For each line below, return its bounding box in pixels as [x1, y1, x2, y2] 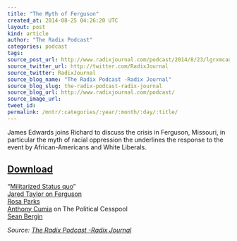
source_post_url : [7, 56, 59, 63]
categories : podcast [7, 43, 68, 50]
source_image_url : [7, 96, 61, 103]
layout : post [7, 23, 46, 30]
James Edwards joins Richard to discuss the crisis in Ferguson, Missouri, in [7, 128, 226, 136]
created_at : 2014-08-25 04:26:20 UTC [7, 17, 119, 24]
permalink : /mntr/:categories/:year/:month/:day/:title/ [7, 109, 178, 116]
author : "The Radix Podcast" [7, 37, 93, 44]
